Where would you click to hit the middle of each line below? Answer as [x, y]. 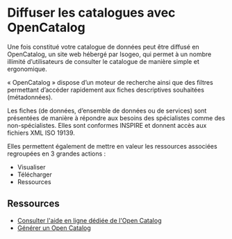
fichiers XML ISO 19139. [41, 133]
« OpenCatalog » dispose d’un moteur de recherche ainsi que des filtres [110, 82]
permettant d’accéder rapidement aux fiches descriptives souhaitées [106, 90]
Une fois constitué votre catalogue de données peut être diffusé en [103, 47]
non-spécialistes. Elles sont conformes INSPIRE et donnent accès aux [107, 125]
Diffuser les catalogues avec [91, 13]
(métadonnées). [30, 97]
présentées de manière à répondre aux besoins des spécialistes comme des [116, 118]
